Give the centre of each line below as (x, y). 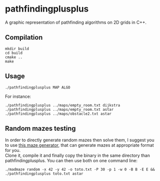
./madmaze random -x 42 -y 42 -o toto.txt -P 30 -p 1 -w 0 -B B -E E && (80, 170)
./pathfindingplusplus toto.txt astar (44, 174)
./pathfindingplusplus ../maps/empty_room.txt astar (59, 109)
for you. (13, 151)
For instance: (18, 96)
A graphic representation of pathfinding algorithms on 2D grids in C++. (76, 22)
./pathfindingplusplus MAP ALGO (38, 87)
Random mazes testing (40, 128)
